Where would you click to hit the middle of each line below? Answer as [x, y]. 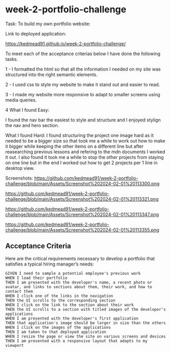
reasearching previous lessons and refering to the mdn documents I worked [85, 152]
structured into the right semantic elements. [51, 74]
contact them [19, 291]
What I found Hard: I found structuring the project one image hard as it [79, 135]
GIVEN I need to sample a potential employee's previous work [73, 273]
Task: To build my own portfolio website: [48, 24]
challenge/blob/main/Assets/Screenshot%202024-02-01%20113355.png [82, 230]
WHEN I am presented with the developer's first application [72, 318]
